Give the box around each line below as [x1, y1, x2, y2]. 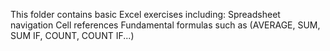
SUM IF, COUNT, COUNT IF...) [10, 30, 135, 41]
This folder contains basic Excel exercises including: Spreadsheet [10, 9, 281, 20]
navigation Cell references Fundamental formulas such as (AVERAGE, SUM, [10, 19, 321, 31]
